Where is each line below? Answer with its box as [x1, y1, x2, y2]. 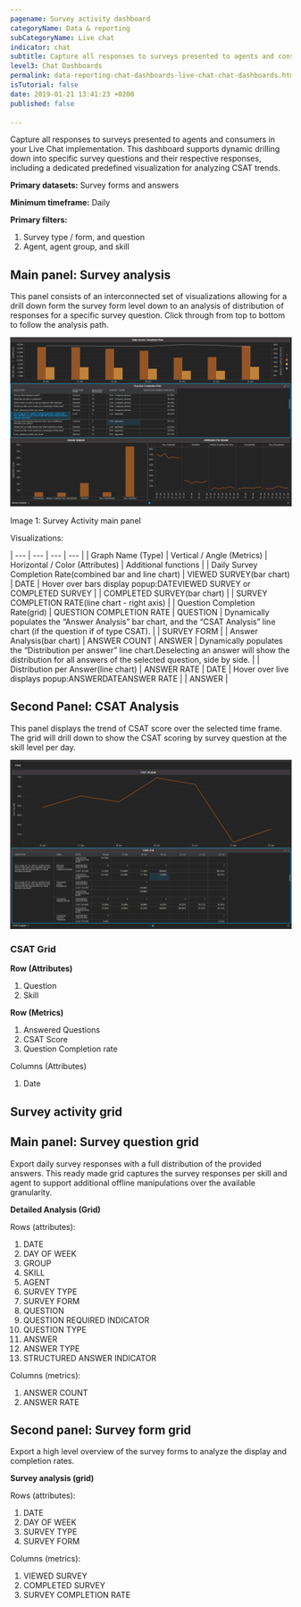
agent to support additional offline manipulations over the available [10, 1177, 255, 1188]
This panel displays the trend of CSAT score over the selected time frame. [10, 723, 282, 733]
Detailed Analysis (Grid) [10, 1204, 101, 1215]
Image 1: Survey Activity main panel [10, 515, 141, 526]
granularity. [10, 1186, 53, 1197]
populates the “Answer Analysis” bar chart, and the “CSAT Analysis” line [10, 616, 276, 627]
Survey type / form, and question [22, 232, 146, 243]
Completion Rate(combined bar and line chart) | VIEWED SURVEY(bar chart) [10, 568, 290, 580]
